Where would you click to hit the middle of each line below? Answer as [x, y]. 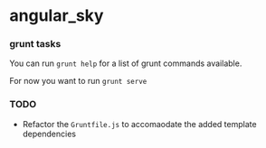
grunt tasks [35, 44]
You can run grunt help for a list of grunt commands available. [126, 63]
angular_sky [57, 16]
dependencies [49, 134]
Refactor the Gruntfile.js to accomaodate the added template [139, 124]
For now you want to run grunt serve [78, 81]
